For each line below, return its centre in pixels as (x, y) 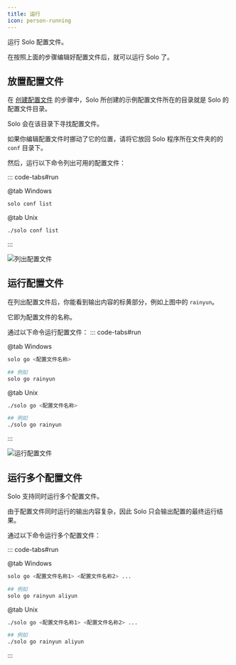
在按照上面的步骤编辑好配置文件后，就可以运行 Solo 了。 (91, 57)
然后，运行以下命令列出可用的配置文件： (66, 163)
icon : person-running (39, 21)
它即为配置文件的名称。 (42, 316)
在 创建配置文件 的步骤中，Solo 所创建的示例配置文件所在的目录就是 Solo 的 (118, 100)
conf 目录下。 (27, 148)
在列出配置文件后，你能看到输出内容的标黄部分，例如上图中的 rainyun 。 (113, 302)
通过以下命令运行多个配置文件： (54, 535)
